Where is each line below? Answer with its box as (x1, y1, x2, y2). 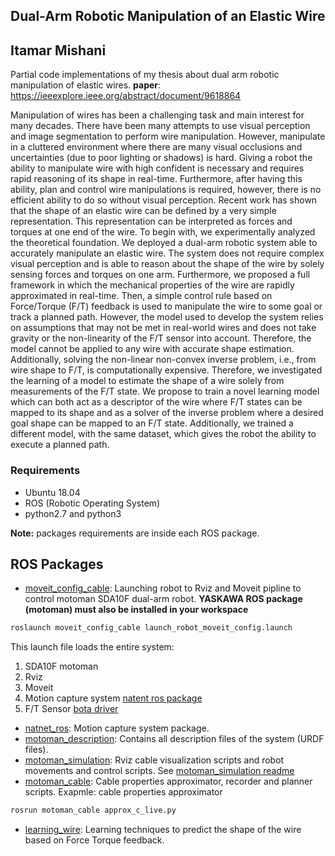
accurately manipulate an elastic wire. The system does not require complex (10, 247, 325, 259)
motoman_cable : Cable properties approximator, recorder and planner (24, 775, 313, 788)
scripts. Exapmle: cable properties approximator (24, 786, 223, 798)
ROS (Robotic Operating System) (24, 497, 161, 509)
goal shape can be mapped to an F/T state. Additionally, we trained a (10, 417, 294, 429)
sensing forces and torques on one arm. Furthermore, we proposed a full (10, 269, 311, 281)
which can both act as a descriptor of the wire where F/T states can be (10, 396, 303, 408)
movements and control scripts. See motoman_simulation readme (24, 765, 295, 777)
